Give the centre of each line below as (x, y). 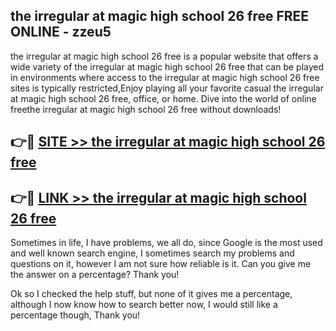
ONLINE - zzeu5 (61, 32)
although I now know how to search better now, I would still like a (144, 305)
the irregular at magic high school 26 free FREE (160, 16)
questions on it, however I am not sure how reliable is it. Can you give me (161, 264)
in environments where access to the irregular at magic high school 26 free (165, 77)
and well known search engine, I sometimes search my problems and (152, 253)
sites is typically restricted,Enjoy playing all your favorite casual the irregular (167, 88)
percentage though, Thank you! (75, 315)
